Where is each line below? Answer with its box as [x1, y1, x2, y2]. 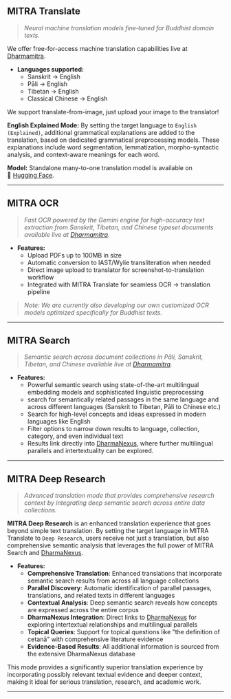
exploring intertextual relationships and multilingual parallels [27, 620, 198, 629]
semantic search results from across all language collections [27, 576, 199, 585]
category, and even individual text [27, 432, 124, 440]
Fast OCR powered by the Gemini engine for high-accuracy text [23, 216, 205, 224]
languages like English [27, 417, 91, 426]
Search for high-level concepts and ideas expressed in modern [27, 410, 206, 419]
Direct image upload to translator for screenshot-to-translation [27, 265, 205, 274]
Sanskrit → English [27, 72, 81, 81]
